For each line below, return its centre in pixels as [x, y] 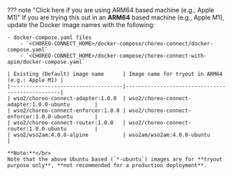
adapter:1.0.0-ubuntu [39, 104]
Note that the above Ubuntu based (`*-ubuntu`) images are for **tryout [115, 159]
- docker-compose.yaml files [49, 38]
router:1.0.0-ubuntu [37, 129]
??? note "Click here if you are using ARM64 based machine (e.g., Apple [111, 10]
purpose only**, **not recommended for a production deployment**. [107, 166]
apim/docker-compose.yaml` [46, 62]
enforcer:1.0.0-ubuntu [40, 117]
